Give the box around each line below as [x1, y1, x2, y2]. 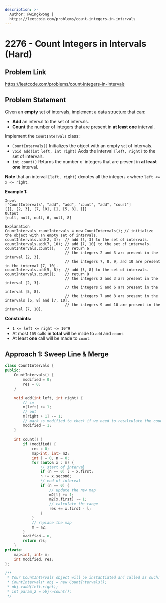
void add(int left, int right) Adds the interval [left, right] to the [12, 148, 156, 154]
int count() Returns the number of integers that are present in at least [12, 159, 157, 165]
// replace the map [31, 520, 72, 525]
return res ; [23, 538, 48, 543]
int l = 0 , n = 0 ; [31, 455, 70, 461]
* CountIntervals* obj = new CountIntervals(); [7, 580, 107, 585]
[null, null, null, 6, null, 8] [5, 215, 72, 221]
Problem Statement [5, 95, 66, 104]
